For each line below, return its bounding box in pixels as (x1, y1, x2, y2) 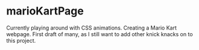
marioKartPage (6, 4, 84, 18)
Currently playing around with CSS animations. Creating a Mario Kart (6, 24, 177, 31)
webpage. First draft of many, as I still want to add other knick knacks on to (6, 30, 193, 37)
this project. (6, 37, 36, 44)
